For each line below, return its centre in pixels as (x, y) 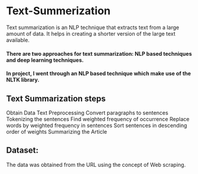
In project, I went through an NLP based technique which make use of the (99, 74)
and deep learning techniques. (45, 60)
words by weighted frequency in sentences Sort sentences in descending (97, 125)
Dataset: (22, 151)
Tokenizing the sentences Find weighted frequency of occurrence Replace (98, 119)
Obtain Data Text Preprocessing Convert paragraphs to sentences (87, 113)
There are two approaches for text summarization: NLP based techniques (99, 53)
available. (18, 40)
